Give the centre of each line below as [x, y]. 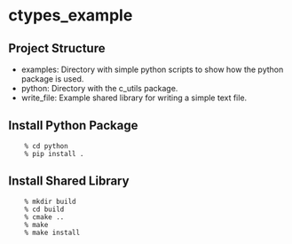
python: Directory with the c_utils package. [99, 88]
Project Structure [57, 48]
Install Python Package [73, 126]
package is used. [52, 79]
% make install [52, 232]
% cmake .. [44, 217]
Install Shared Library [69, 181]
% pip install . [55, 153]
